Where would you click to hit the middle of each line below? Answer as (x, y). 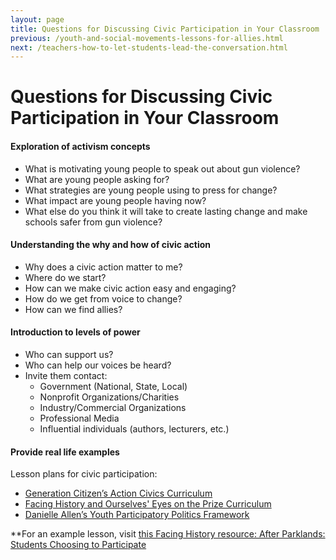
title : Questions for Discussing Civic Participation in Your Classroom (165, 29)
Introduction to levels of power (75, 332)
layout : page (37, 19)
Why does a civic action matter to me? (103, 267)
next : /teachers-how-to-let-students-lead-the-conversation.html (149, 47)
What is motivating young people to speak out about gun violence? (162, 168)
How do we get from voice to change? (103, 298)
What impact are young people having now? (115, 200)
